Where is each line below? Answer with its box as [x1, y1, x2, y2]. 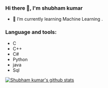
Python [12, 56, 28, 62]
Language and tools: [5, 29, 57, 36]
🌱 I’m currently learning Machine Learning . [12, 16, 103, 22]
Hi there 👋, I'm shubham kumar [5, 5, 83, 12]
